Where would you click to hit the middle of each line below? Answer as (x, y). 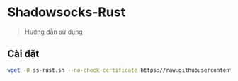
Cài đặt (23, 54)
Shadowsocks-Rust (67, 12)
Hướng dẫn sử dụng (53, 32)
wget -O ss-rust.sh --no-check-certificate (73, 70)
